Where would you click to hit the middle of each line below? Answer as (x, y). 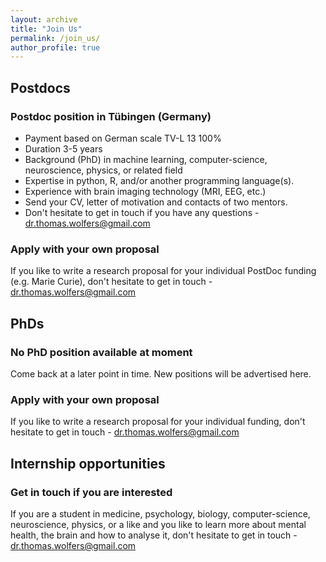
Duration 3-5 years (63, 148)
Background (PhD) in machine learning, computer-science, (146, 159)
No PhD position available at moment (101, 352)
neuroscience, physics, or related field (103, 170)
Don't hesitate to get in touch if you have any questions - (142, 212)
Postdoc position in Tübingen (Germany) (111, 116)
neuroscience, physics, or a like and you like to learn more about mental (158, 524)
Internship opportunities (88, 463)
